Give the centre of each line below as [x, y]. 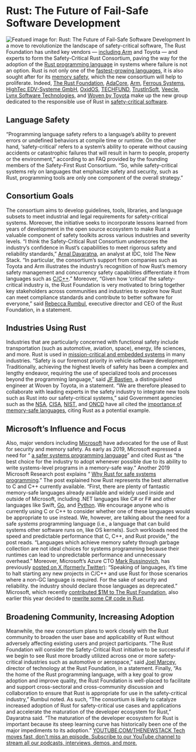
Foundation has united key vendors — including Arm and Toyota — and [92, 51]
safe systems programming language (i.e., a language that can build [88, 524]
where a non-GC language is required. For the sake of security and [87, 580]
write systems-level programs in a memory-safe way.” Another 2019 [88, 468]
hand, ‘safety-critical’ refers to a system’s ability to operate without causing [97, 146]
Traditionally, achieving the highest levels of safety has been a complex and [97, 367]
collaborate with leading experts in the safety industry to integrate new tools [98, 392]
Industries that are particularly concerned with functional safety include [92, 342]
